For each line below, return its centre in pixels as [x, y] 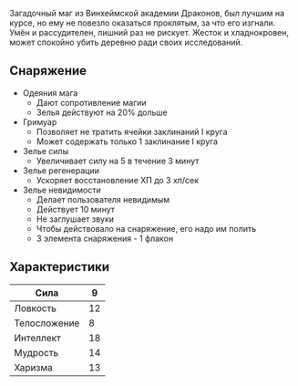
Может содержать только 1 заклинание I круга [127, 141]
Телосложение [47, 323]
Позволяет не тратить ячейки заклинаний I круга [132, 131]
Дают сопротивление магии [92, 102]
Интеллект [37, 338]
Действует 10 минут [76, 209]
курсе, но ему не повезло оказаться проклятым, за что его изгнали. [143, 23]
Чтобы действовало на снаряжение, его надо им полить [146, 228]
